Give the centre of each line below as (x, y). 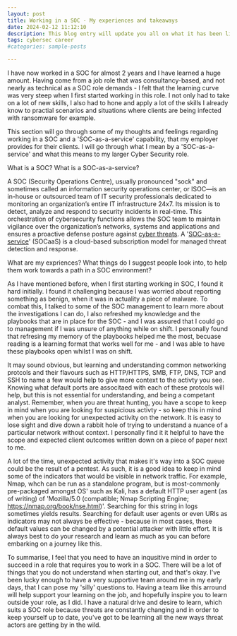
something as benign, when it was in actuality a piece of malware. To (108, 299)
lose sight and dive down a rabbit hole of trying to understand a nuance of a (117, 425)
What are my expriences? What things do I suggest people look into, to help (117, 263)
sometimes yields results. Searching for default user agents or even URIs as (117, 514)
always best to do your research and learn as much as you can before (109, 536)
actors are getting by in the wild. (54, 625)
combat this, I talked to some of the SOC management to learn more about (115, 306)
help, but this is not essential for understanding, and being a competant (111, 395)
